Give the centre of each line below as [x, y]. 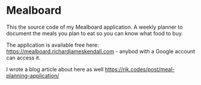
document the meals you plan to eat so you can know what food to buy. [94, 33]
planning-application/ [33, 75]
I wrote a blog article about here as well [55, 69]
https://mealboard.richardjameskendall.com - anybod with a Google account [101, 51]
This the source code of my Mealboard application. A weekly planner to [94, 27]
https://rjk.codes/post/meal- [140, 69]
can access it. [23, 57]
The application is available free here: [52, 45]
